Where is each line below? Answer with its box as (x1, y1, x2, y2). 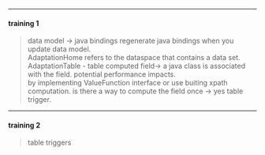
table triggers (27, 138, 72, 147)
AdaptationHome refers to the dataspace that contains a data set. (27, 53, 241, 62)
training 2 (8, 120, 41, 130)
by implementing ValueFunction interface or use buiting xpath (27, 78, 228, 88)
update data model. (27, 44, 91, 54)
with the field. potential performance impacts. (27, 70, 176, 79)
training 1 (8, 18, 39, 28)
